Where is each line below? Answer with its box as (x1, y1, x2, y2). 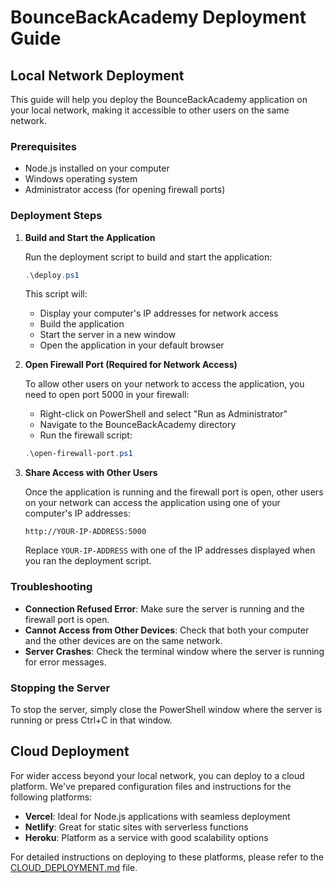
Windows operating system (24, 173, 138, 185)
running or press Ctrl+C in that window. (10, 714, 173, 726)
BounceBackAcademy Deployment (10, 6, 307, 29)
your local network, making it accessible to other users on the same (10, 104, 290, 116)
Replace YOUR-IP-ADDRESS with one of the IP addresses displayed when (24, 544, 316, 556)
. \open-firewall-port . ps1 (24, 449, 133, 459)
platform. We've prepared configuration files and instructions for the (10, 780, 292, 792)
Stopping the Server (10, 681, 111, 695)
